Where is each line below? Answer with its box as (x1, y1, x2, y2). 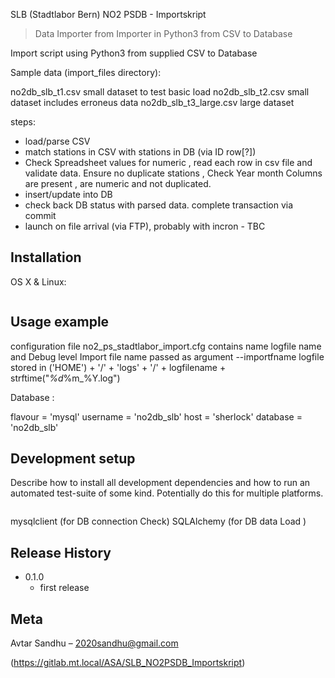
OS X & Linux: (10, 275, 67, 288)
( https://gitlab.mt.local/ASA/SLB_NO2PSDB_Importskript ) (10, 657, 246, 669)
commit (24, 210, 57, 221)
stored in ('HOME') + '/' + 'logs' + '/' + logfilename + (10, 361, 227, 373)
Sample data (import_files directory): (10, 67, 162, 78)
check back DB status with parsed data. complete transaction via (24, 199, 294, 211)
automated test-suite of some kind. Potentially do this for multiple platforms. (10, 487, 324, 499)
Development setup (10, 450, 136, 468)
